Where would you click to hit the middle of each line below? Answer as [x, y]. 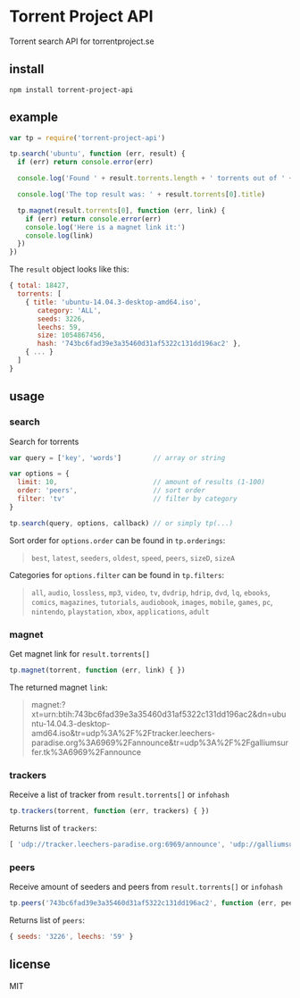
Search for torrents [44, 441]
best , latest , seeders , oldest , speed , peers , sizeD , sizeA [133, 558]
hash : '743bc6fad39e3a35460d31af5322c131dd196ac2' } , [139, 344]
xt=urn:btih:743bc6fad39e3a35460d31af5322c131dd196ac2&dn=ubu [158, 714]
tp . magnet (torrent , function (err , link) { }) [97, 670]
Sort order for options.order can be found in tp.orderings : [117, 540]
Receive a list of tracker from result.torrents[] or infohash [120, 795]
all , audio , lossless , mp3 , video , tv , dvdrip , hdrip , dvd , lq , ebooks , [150, 592]
